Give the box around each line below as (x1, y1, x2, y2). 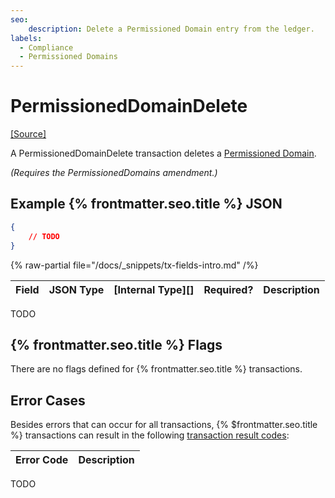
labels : (10, 33, 43, 43)
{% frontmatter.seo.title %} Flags (10, 336, 223, 353)
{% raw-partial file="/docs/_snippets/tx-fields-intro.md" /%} (10, 259, 259, 271)
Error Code (15, 453, 69, 467)
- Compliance (19, 42, 74, 53)
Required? (203, 282, 254, 296)
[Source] (10, 128, 47, 140)
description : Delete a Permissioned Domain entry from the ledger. (28, 24, 315, 34)
